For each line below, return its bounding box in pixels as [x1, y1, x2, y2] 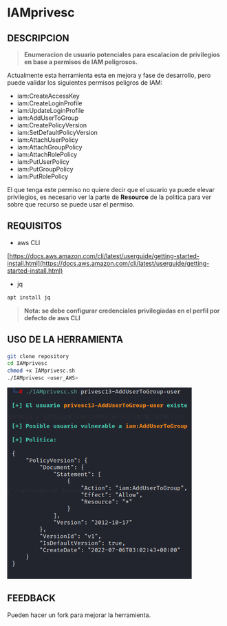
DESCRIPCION [7, 32, 70, 44]
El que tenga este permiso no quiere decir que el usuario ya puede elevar [7, 186, 215, 194]
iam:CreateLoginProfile [17, 99, 83, 107]
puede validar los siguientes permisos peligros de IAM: [7, 79, 163, 87]
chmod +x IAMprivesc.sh [7, 367, 76, 375]
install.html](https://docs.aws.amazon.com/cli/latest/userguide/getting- [7, 259, 210, 267]
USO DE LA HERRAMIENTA [7, 334, 124, 346]
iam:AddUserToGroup [17, 114, 79, 122]
